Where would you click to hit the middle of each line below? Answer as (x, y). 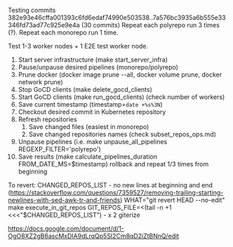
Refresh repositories (47, 119)
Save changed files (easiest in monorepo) (89, 127)
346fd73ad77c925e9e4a (44, 25)
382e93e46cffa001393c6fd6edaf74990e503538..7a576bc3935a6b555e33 (117, 18)
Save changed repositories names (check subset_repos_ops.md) (122, 134)
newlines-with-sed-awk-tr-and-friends (64, 200)
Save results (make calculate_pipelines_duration (87, 156)
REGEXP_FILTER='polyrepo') (59, 149)
